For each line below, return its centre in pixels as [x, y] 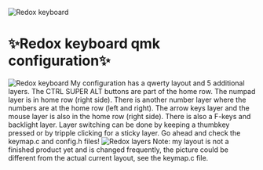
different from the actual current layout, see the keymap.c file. [108, 157]
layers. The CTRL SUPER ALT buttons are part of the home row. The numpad [132, 91]
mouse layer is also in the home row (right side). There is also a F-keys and [130, 116]
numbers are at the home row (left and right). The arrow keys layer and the [129, 108]
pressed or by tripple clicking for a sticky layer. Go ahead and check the [124, 132]
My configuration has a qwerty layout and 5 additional [157, 83]
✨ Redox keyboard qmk [84, 44]
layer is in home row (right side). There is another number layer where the [127, 99]
